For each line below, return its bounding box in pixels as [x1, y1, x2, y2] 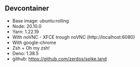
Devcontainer [5, 4, 49, 13]
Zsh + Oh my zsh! [12, 44, 50, 51]
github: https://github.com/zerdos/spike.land [12, 56, 107, 62]
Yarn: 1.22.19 [12, 28, 39, 35]
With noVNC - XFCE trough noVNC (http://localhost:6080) [12, 34, 135, 40]
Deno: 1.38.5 [12, 50, 39, 56]
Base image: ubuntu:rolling [12, 17, 69, 24]
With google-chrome [12, 39, 56, 46]
